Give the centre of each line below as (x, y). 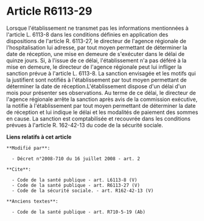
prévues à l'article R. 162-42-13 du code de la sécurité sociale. (85, 125)
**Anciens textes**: (33, 201)
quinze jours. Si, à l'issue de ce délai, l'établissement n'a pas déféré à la (97, 60)
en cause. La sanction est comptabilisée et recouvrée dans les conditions (98, 118)
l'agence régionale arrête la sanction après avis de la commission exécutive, (102, 99)
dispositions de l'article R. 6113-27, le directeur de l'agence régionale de (97, 41)
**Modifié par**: (28, 148)
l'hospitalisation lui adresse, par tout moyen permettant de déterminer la (97, 47)
